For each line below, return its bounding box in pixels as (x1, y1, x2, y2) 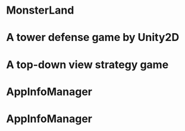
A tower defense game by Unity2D (6, 31, 180, 44)
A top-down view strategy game (6, 57, 169, 71)
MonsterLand (6, 4, 74, 17)
